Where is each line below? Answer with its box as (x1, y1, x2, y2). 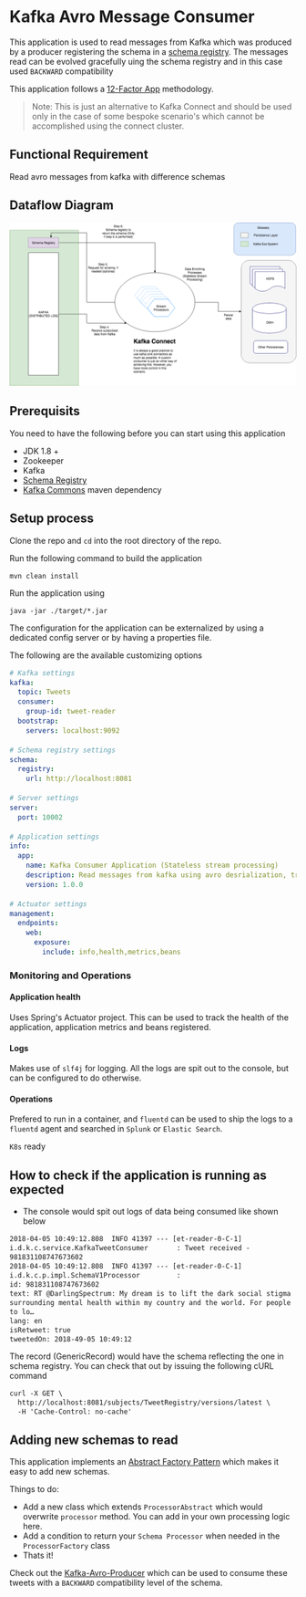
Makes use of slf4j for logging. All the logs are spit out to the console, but (9, 1063, 290, 1074)
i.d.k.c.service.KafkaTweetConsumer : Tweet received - (9, 1244, 250, 1253)
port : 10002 (17, 812, 64, 822)
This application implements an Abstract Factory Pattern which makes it (9, 1456, 280, 1467)
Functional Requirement (9, 147, 148, 162)
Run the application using (9, 587, 105, 599)
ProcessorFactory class (22, 1540, 111, 1551)
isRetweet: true (9, 1326, 71, 1335)
